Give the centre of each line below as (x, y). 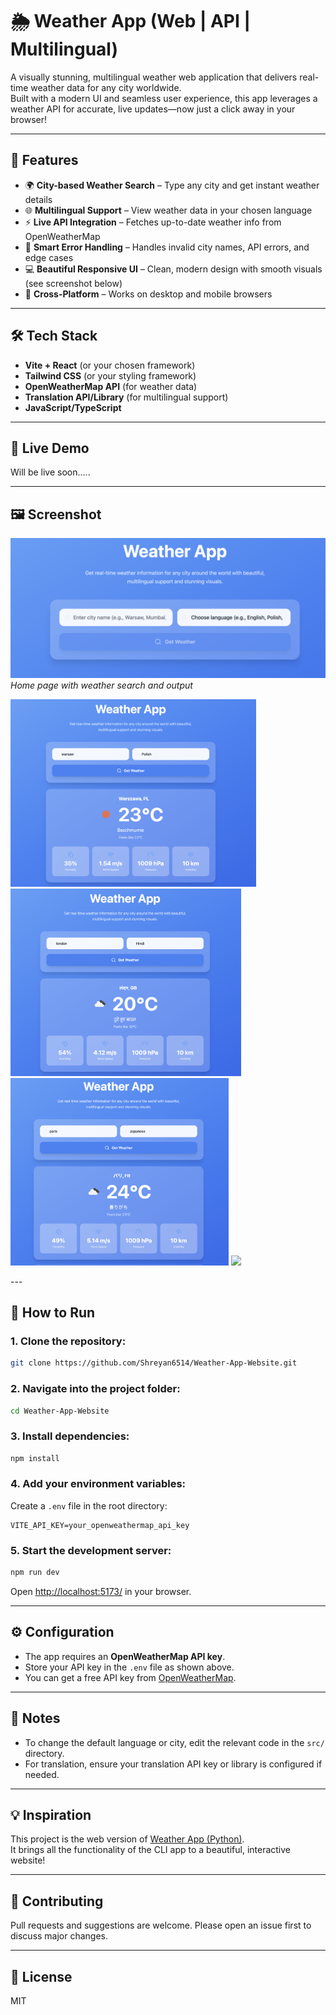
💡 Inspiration (51, 1815)
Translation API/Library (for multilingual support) (126, 397)
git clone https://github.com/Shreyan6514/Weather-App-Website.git (154, 1363)
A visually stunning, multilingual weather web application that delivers (154, 77)
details (38, 199)
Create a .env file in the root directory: (89, 1505)
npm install (35, 1458)
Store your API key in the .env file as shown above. (129, 1667)
